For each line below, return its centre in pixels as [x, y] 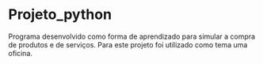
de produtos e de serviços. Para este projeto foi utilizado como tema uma [128, 44]
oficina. [21, 53]
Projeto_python [60, 15]
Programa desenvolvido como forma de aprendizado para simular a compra [132, 36]
